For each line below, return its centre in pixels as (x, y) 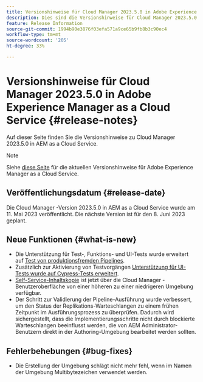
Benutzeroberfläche (40, 286)
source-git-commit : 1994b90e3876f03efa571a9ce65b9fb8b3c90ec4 (87, 29)
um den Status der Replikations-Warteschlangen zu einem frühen (97, 306)
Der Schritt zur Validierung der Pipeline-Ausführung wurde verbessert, (103, 300)
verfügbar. (28, 293)
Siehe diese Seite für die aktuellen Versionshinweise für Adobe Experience (100, 167)
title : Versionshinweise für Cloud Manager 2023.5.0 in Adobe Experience (102, 12)
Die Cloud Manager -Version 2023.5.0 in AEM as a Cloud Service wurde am (101, 207)
